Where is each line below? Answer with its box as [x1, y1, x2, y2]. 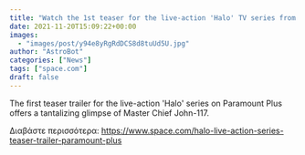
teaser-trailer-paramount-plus [9, 134, 122, 146]
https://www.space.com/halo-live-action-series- [100, 125, 285, 136]
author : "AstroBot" [9, 47, 84, 57]
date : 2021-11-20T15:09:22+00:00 [9, 22, 137, 31]
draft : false [9, 73, 59, 82]
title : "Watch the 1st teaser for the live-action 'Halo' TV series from [9, 13, 297, 23]
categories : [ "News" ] [9, 56, 92, 65]
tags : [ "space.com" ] [9, 65, 89, 74]
